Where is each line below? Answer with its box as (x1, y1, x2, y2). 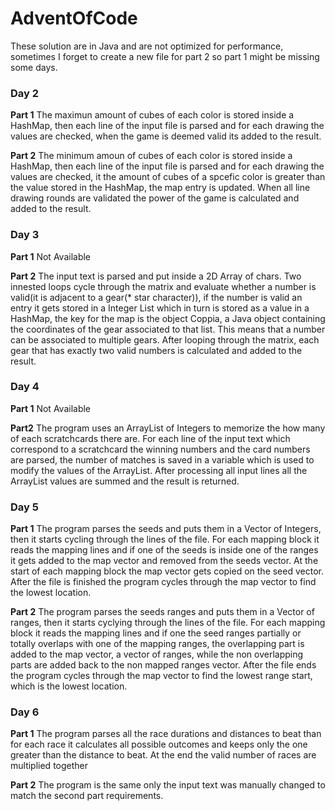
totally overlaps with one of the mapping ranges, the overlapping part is (10, 638, 305, 650)
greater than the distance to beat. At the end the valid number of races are (10, 749, 317, 761)
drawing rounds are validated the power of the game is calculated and (10, 192, 300, 204)
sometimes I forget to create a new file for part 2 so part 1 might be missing (10, 50, 320, 62)
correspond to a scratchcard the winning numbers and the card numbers (10, 443, 311, 455)
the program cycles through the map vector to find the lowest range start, (10, 670, 313, 682)
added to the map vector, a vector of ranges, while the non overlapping (10, 648, 304, 661)
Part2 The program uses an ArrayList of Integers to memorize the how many (10, 422, 326, 434)
